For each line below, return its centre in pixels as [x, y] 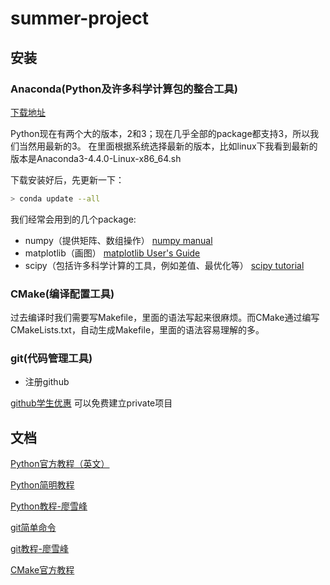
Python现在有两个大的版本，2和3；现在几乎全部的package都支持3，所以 [160, 133]
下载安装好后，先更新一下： [67, 179]
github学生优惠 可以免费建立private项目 [91, 403]
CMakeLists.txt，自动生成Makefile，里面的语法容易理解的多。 [137, 330]
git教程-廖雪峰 [39, 549]
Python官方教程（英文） [60, 464]
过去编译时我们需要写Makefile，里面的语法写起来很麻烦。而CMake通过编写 [165, 318]
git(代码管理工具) [51, 358]
